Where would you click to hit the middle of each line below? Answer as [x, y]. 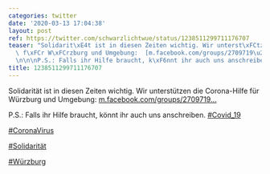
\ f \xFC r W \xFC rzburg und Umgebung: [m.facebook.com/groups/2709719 [134, 53]
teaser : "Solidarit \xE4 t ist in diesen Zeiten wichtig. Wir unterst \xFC [133, 46]
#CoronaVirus [31, 130]
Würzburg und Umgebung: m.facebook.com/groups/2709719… [112, 99]
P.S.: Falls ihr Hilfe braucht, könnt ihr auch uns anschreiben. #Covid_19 [125, 115]
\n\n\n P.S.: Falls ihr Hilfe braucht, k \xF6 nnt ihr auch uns [120, 61]
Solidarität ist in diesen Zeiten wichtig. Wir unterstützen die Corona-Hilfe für [134, 91]
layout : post [30, 30]
